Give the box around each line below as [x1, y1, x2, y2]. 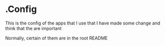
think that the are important [5, 25, 62, 31]
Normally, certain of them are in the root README [5, 35, 108, 41]
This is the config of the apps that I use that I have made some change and [5, 20, 160, 26]
